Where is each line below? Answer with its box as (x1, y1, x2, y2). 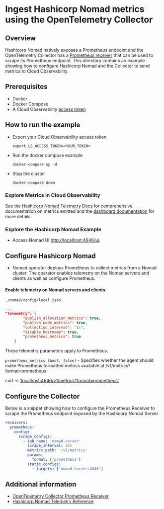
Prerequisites (5, 83, 48, 91)
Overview (5, 34, 36, 42)
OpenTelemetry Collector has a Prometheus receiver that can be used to (5, 52, 154, 58)
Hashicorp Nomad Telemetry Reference (12, 499, 94, 505)
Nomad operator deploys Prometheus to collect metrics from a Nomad (12, 265, 157, 271)
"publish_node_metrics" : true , (23, 320, 88, 325)
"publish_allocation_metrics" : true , (23, 316, 101, 321)
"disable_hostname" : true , (23, 330, 79, 335)
